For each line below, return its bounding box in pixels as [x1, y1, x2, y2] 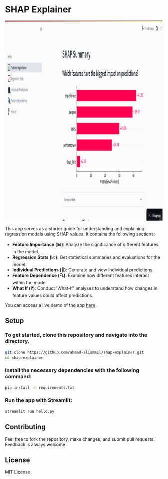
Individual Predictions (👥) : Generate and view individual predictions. [12, 267, 154, 273]
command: [5, 373, 32, 380]
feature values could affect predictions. [12, 292, 93, 298]
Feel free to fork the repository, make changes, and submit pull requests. [5, 436, 155, 442]
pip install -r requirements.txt [5, 385, 75, 390]
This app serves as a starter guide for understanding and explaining [5, 225, 145, 231]
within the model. [12, 279, 48, 285]
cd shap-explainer [5, 355, 43, 360]
